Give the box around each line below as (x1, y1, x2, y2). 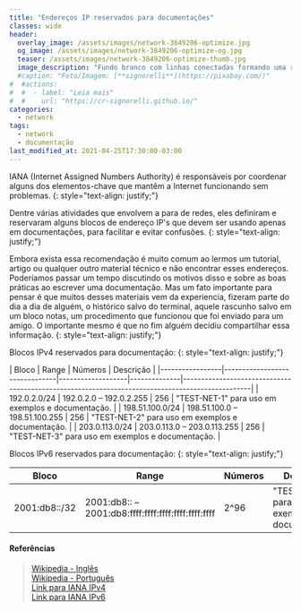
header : (9, 30, 39, 39)
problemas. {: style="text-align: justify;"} (9, 190, 159, 201)
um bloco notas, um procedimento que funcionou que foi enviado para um (9, 310, 284, 321)
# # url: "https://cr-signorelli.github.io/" (9, 96, 199, 106)
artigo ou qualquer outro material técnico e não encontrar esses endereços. (9, 262, 289, 273)
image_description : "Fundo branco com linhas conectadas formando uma (17, 64, 287, 73)
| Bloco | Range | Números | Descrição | (9, 364, 156, 374)
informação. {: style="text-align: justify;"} (9, 329, 162, 340)
